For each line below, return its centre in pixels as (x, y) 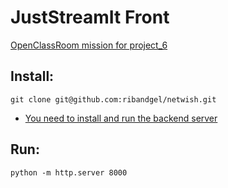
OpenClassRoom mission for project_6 (89, 45)
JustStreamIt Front (90, 17)
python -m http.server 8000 (69, 172)
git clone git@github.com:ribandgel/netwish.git (113, 99)
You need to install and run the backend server (121, 118)
